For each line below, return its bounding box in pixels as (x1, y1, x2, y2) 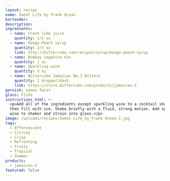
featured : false (5, 168, 39, 173)
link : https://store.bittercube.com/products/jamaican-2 (14, 83, 137, 88)
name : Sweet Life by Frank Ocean (5, 12, 76, 17)
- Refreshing (10, 139, 37, 144)
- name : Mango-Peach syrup (10, 41, 67, 46)
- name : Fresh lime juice (10, 31, 65, 36)
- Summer (10, 154, 28, 159)
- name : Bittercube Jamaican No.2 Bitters (10, 74, 101, 79)
